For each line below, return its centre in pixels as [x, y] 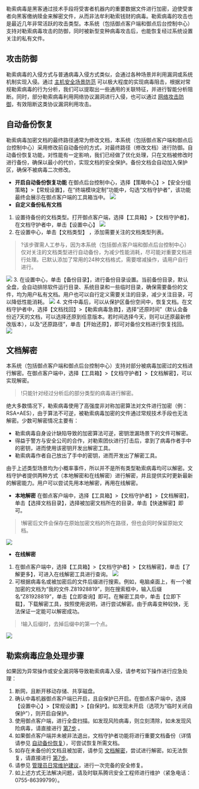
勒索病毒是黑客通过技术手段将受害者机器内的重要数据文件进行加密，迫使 [94, 9]
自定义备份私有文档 [38, 204]
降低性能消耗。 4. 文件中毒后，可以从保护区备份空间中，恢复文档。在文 [102, 302]
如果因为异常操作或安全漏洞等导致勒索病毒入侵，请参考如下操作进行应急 [94, 671]
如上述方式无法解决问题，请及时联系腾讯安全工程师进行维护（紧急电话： [103, 773]
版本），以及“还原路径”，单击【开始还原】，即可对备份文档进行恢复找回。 [99, 324]
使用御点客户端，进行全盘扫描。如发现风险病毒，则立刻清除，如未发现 [100, 721]
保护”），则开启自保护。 [43, 714]
